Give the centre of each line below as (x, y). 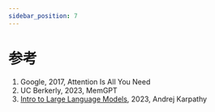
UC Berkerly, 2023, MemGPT (69, 90)
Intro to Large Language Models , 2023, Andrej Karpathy (114, 99)
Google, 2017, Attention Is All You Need (85, 81)
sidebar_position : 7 (43, 16)
